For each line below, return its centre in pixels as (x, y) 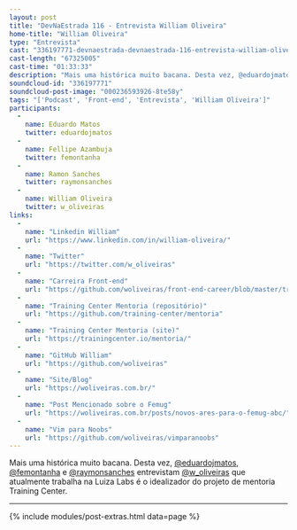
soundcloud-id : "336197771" (61, 83)
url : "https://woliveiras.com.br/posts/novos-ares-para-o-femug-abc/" (158, 413)
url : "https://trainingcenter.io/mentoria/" (108, 339)
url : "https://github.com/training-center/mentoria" (124, 314)
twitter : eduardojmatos (69, 133)
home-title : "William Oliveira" (69, 34)
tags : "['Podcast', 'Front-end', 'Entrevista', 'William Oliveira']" (140, 100)
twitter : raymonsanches (69, 183)
